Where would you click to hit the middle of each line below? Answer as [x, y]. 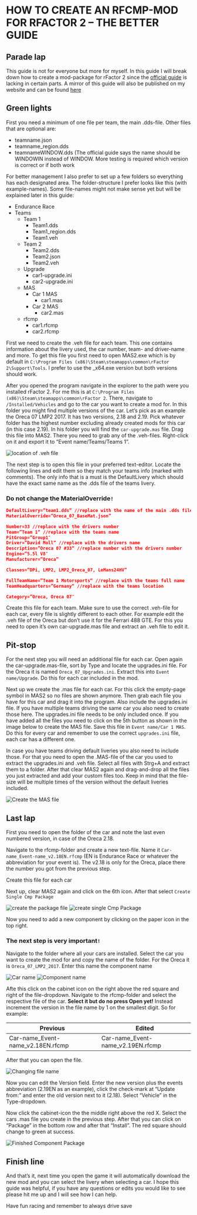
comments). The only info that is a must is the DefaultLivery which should [95, 477]
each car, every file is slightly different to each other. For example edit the [95, 614]
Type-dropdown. [26, 1102]
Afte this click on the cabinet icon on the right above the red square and [93, 989]
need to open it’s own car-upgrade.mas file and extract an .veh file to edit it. [98, 627]
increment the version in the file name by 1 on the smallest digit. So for [91, 1008]
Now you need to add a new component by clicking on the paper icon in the [98, 919]
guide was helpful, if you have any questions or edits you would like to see [96, 1189]
